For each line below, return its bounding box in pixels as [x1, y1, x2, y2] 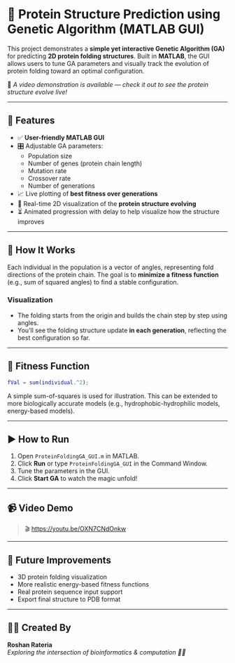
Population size [27, 151, 72, 160]
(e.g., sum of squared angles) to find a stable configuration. [7, 278, 179, 286]
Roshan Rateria [7, 641, 52, 649]
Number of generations [27, 182, 96, 190]
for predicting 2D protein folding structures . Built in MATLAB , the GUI [7, 52, 210, 60]
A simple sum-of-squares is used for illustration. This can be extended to [7, 392, 218, 400]
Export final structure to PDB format [17, 595, 121, 603]
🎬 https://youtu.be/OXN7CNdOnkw [24, 525, 127, 533]
